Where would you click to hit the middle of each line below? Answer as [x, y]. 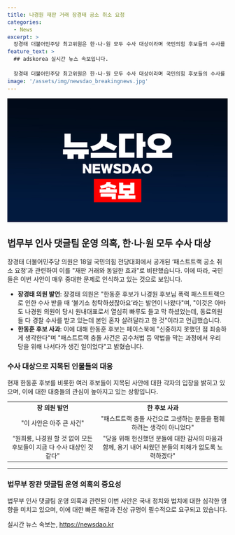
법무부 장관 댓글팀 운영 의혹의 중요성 [64, 484]
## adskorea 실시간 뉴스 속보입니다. [61, 59]
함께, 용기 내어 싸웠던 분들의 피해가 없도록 [159, 447]
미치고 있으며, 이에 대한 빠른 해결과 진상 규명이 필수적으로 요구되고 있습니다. [123, 510]
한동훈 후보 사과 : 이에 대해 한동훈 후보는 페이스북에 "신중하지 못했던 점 [113, 329]
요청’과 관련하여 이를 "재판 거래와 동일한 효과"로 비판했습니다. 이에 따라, [112, 270]
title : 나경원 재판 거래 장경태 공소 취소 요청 [66, 15]
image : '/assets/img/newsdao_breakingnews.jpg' [78, 81]
